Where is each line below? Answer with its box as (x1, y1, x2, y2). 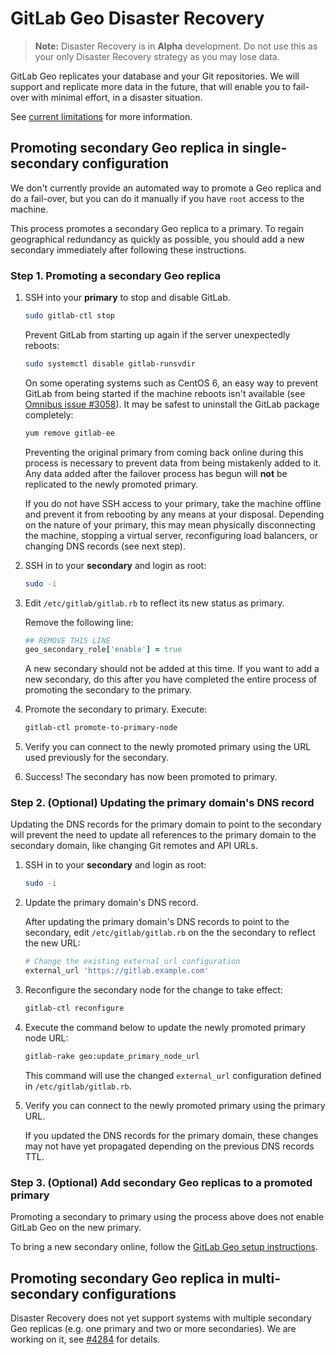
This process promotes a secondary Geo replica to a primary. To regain (10, 222, 305, 234)
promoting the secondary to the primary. (24, 684, 193, 696)
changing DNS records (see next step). (24, 540, 186, 552)
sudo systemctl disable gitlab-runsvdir (24, 358, 196, 369)
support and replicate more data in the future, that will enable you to (10, 80, 291, 92)
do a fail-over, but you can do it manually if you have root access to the (10, 192, 305, 204)
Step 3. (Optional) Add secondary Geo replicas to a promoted (10, 1175, 313, 1189)
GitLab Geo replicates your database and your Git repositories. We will (10, 70, 300, 82)
